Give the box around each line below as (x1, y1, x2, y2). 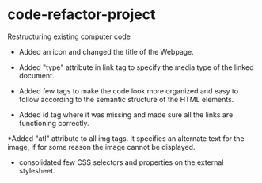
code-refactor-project (7, 6, 156, 24)
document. (18, 71, 55, 80)
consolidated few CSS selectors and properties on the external (18, 157, 224, 167)
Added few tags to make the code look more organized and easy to (18, 86, 239, 96)
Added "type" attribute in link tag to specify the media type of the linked (18, 62, 254, 72)
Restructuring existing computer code (7, 32, 131, 41)
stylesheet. (18, 166, 56, 175)
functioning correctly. (18, 118, 89, 128)
